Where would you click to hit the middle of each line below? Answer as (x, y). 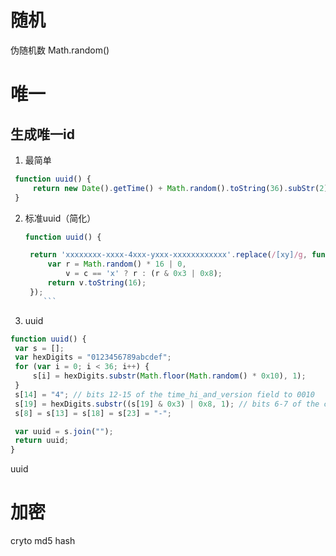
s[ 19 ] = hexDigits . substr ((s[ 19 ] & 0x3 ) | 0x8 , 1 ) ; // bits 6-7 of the (167, 404)
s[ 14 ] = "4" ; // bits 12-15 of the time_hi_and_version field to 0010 (164, 394)
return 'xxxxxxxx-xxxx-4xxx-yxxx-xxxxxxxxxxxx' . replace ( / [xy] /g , (168, 255)
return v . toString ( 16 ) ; (97, 283)
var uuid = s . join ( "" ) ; (64, 431)
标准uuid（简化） (60, 218)
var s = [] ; (39, 348)
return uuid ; (42, 441)
